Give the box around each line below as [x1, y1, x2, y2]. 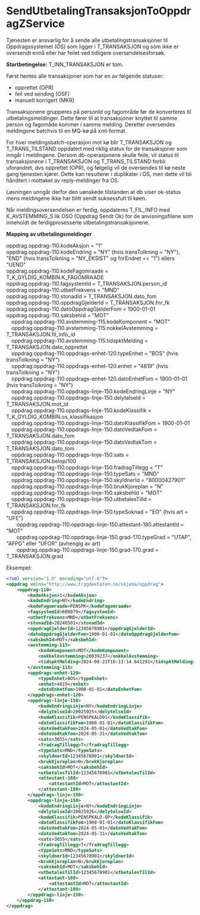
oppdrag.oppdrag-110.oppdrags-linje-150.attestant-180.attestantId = [17, 521, 185, 528]
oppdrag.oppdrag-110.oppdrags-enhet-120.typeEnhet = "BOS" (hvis [11, 350, 179, 357]
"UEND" [6, 261, 26, 268]
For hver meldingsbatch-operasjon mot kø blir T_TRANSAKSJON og [6, 138, 172, 146]
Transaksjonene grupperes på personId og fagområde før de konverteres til [6, 108, 192, 115]
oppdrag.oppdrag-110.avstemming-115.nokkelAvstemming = [11, 324, 158, 332]
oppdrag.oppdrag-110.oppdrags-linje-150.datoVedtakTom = [11, 438, 157, 446]
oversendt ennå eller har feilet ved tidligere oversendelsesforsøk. [6, 49, 166, 56]
